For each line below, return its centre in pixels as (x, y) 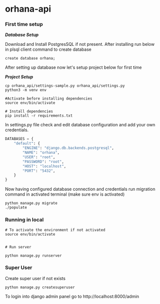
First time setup (24, 24)
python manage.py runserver (34, 255)
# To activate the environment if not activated (55, 230)
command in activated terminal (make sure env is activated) (65, 194)
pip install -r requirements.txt (39, 116)
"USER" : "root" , (39, 157)
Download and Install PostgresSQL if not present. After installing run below (80, 44)
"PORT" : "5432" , (39, 171)
